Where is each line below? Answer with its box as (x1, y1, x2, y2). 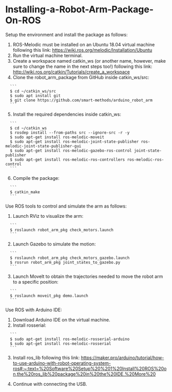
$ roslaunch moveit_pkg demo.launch (10, 293, 88, 298)
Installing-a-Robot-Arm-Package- (5, 4, 154, 15)
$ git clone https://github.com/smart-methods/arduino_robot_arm (10, 98, 153, 103)
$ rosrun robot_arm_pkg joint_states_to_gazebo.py (10, 259, 121, 265)
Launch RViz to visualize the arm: (12, 213, 84, 219)
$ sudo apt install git (10, 93, 61, 98)
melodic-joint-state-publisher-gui (5, 143, 82, 148)
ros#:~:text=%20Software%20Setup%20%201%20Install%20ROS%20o (12, 365, 167, 371)
